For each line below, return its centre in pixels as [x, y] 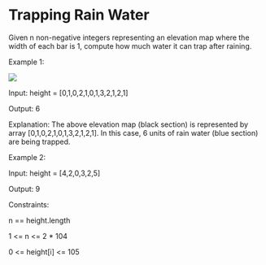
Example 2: [27, 157]
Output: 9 [24, 189]
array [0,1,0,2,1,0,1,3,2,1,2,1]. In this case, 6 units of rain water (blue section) [133, 132]
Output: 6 [24, 108]
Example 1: [26, 62]
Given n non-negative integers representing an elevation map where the [129, 37]
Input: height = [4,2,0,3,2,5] [55, 173]
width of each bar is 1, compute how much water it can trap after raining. [130, 46]
